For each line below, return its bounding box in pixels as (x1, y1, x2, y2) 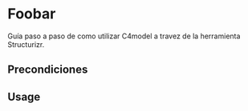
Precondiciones (7, 63, 88, 77)
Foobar (7, 5, 56, 23)
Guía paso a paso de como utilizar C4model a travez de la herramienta (7, 31, 241, 41)
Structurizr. (7, 39, 45, 49)
